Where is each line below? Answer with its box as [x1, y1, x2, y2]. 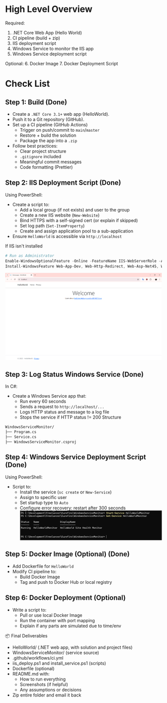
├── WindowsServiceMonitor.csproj [5, 440, 77, 445]
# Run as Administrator [5, 253, 55, 258]
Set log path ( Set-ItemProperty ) [19, 223, 85, 229]
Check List [5, 78, 50, 89]
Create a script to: [12, 201, 50, 208]
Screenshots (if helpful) [19, 681, 69, 687]
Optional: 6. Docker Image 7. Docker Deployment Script [5, 60, 118, 66]
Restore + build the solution [19, 132, 77, 138]
